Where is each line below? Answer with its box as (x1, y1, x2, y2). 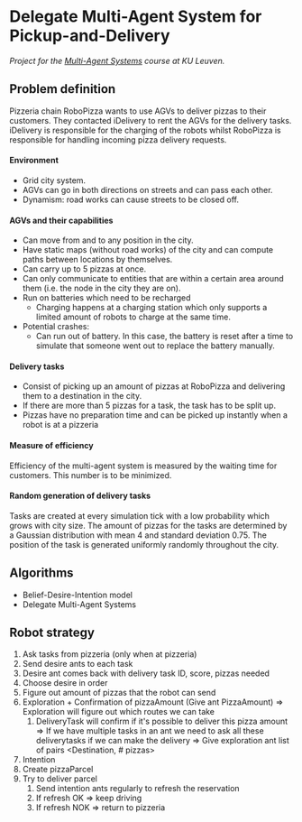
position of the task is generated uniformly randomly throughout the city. (9, 539, 279, 550)
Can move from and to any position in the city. (22, 235, 194, 245)
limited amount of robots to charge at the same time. (35, 311, 232, 322)
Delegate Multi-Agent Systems (22, 598, 137, 610)
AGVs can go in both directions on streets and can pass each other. (22, 184, 273, 195)
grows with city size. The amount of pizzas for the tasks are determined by (9, 520, 288, 531)
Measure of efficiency (9, 439, 95, 450)
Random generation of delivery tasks (9, 490, 151, 502)
